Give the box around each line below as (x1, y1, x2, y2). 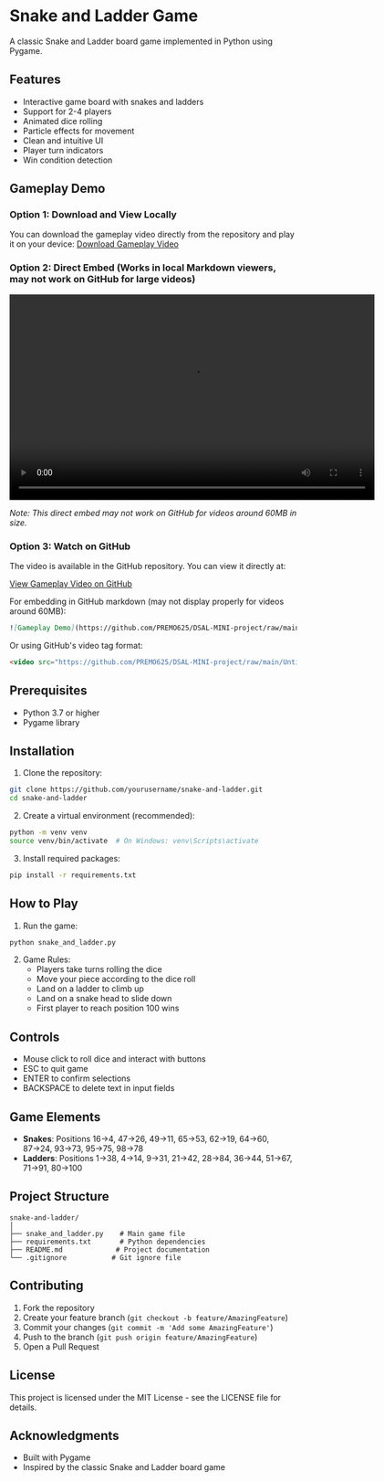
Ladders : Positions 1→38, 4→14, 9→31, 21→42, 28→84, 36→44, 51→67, (22, 1153, 293, 1164)
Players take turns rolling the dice (36, 964, 162, 975)
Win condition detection (22, 154, 113, 165)
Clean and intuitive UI (22, 134, 104, 146)
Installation (9, 743, 75, 758)
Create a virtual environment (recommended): (22, 810, 195, 821)
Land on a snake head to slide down (36, 993, 172, 1004)
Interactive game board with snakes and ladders (22, 96, 204, 107)
